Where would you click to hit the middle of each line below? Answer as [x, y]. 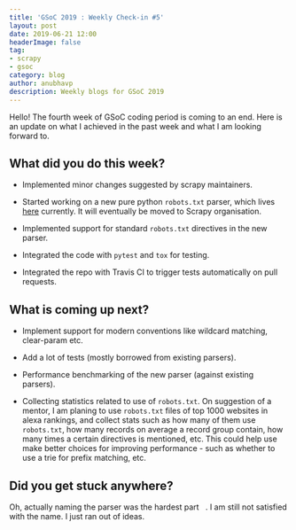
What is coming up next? [79, 310]
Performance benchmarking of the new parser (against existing [138, 375]
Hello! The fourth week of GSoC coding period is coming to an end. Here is [146, 117]
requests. [39, 282]
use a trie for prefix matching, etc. [84, 458]
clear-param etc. [53, 340]
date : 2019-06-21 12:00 [53, 34]
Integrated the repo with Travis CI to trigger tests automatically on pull [150, 272]
